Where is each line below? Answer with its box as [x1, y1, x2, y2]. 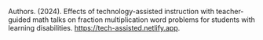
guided [8, 15, 31, 24]
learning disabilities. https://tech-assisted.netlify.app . [8, 24, 181, 32]
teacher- [215, 7, 244, 16]
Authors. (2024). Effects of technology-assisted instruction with [8, 7, 214, 16]
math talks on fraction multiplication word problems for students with [32, 15, 255, 24]
